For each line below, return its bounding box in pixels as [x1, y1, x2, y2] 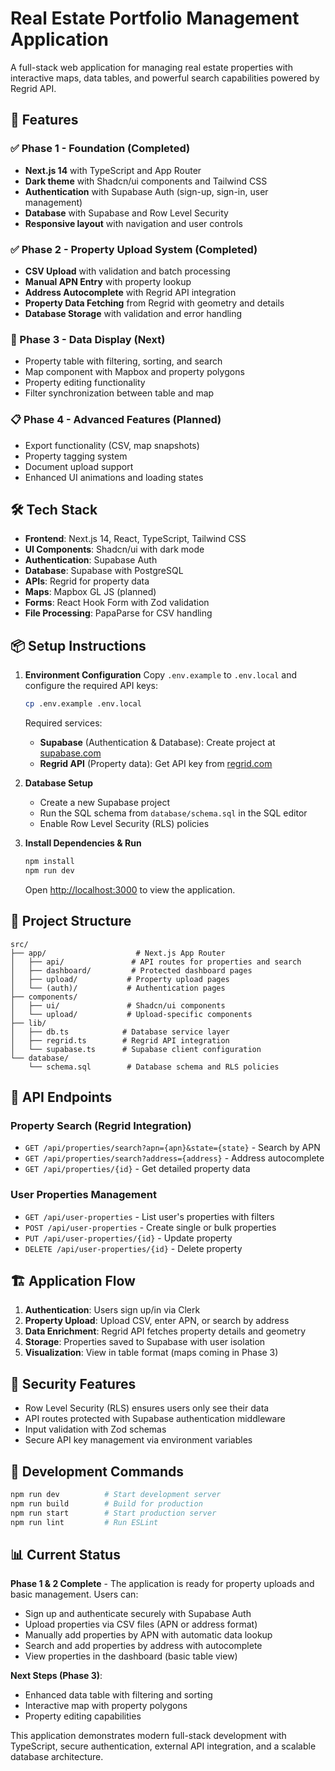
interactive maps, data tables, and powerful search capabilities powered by [10, 72, 320, 84]
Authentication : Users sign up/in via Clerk [24, 1304, 201, 1316]
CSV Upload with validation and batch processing [24, 265, 231, 277]
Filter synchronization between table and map [24, 387, 215, 399]
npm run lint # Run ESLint [10, 1517, 159, 1527]
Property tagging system [24, 450, 128, 462]
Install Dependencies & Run [24, 837, 142, 849]
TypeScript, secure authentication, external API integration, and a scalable [10, 1740, 317, 1752]
